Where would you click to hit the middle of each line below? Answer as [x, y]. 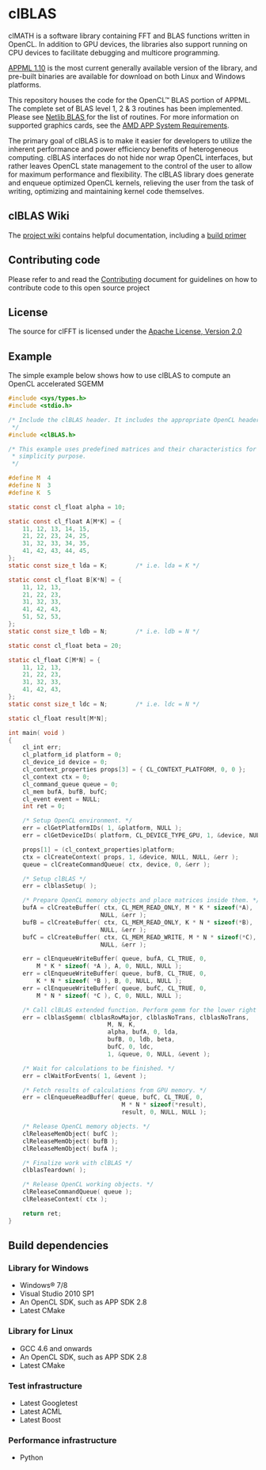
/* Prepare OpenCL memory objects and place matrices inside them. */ [141, 901]
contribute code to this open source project [79, 288]
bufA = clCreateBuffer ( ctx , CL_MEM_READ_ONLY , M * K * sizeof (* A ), [138, 908]
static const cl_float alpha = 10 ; [67, 507]
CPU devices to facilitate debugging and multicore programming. [114, 52]
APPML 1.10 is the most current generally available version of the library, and [133, 67]
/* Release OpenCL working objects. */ [88, 1185]
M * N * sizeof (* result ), [164, 1105]
